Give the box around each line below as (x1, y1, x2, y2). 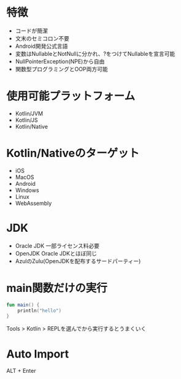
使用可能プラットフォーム (6, 90, 136, 103)
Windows (15, 186, 39, 194)
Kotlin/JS (15, 116, 38, 123)
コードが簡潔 (15, 27, 48, 34)
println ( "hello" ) (17, 307, 62, 313)
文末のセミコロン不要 (15, 34, 69, 42)
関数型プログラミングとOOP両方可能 (15, 65, 109, 72)
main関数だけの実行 (6, 281, 107, 295)
